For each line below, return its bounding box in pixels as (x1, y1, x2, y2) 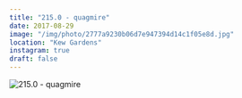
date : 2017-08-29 (9, 21, 74, 30)
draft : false (9, 54, 58, 63)
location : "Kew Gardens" (9, 37, 102, 47)
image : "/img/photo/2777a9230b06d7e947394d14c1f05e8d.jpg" (9, 29, 235, 38)
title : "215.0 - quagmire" (9, 12, 110, 22)
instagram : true (9, 46, 70, 55)
